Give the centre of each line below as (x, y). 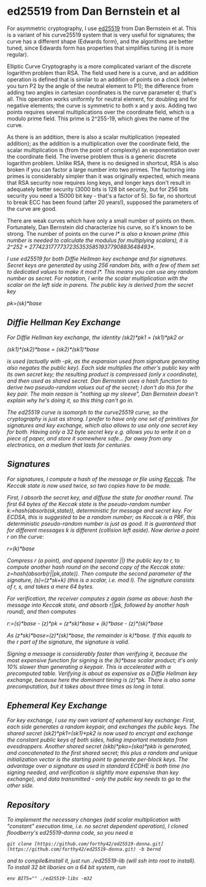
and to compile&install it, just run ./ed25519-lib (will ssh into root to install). (101, 861)
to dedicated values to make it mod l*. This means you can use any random (102, 272)
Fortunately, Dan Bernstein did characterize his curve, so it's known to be (100, 227)
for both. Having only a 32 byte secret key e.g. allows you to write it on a (99, 432)
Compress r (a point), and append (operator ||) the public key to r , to (93, 560)
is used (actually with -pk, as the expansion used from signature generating (103, 361)
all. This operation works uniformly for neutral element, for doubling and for (102, 99)
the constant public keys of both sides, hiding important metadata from (97, 740)
